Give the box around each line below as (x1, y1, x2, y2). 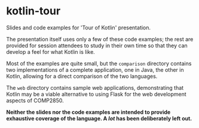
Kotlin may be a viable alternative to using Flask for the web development (6, 90, 186, 97)
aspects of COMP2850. (6, 97, 64, 104)
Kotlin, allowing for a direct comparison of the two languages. (6, 72, 158, 80)
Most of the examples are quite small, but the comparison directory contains (6, 60, 192, 67)
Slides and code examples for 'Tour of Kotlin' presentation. (6, 24, 151, 31)
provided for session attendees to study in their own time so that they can (6, 42, 188, 49)
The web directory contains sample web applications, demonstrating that (6, 84, 184, 91)
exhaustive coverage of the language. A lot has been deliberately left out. (6, 115, 192, 122)
